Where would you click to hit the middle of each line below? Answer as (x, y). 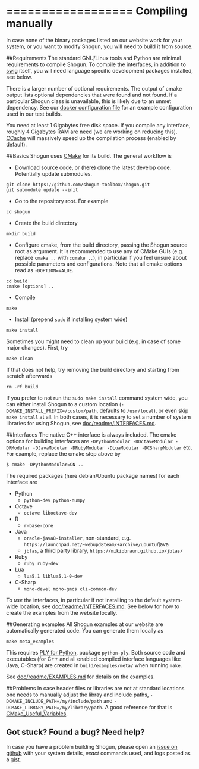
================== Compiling (97, 11)
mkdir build (21, 233)
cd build (17, 281)
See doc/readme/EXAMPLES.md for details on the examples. (81, 677)
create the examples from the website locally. (62, 612)
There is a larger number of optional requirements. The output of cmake (94, 88)
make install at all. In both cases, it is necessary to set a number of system (99, 417)
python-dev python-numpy (54, 500)
